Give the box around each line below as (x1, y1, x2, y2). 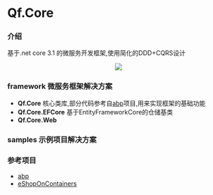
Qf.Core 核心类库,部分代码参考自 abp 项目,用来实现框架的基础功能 (17, 99, 206, 107)
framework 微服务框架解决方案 (7, 81, 113, 91)
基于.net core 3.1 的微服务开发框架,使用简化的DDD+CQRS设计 (7, 49, 185, 57)
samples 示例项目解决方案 (7, 134, 97, 144)
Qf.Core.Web (17, 115, 57, 124)
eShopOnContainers (17, 179, 78, 188)
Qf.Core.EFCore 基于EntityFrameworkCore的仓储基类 (17, 107, 174, 116)
